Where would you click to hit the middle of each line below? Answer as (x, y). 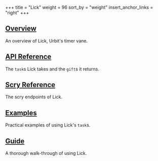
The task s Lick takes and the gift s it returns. (52, 69)
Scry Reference (30, 85)
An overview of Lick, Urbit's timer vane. (46, 41)
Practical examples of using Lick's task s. (48, 125)
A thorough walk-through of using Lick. (46, 153)
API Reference (28, 57)
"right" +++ (17, 13)
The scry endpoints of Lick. (34, 97)
